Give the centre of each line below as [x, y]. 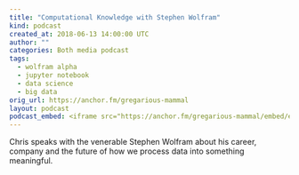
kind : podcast [36, 26]
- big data [37, 91]
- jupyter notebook [53, 76]
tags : [19, 59]
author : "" [29, 42]
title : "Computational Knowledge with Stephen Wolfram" [115, 17]
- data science [45, 84]
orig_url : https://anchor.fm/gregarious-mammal [99, 100]
